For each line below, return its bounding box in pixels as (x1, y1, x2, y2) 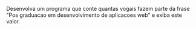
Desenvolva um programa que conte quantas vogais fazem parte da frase (6, 5, 190, 12)
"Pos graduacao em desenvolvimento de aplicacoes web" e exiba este (6, 11, 183, 19)
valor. (6, 18, 20, 25)
